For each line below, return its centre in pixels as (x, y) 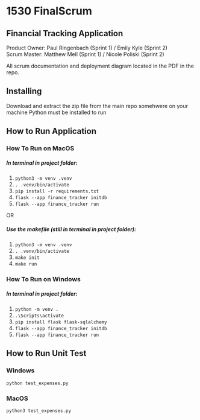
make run (26, 264)
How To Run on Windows (44, 279)
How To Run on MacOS (40, 148)
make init (27, 258)
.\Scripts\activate (39, 316)
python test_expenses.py (37, 383)
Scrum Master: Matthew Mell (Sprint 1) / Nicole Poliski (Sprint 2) (85, 54)
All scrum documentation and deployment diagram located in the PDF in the (100, 66)
